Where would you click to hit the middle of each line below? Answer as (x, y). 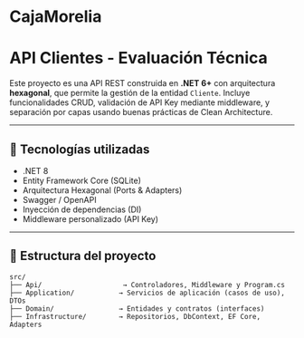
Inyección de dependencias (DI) (82, 209)
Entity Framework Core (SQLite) (82, 180)
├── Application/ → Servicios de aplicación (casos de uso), (147, 293)
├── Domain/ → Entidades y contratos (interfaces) (137, 309)
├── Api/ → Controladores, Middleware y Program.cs (147, 285)
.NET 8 (35, 170)
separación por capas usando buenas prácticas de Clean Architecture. (141, 112)
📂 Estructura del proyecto (83, 256)
